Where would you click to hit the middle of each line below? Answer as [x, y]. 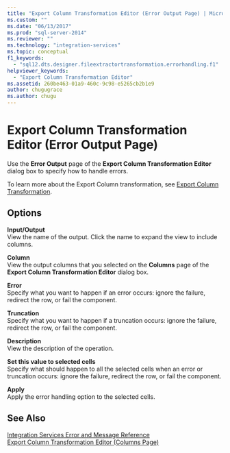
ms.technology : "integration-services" [64, 45]
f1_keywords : [26, 58]
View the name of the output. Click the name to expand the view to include [112, 236]
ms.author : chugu [32, 97]
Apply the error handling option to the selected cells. [81, 396]
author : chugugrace [35, 90]
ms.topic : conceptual [38, 52]
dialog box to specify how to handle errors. [68, 171]
